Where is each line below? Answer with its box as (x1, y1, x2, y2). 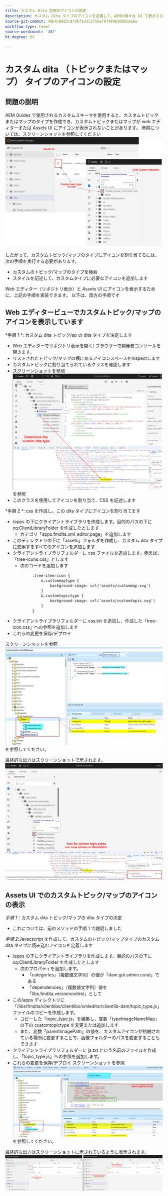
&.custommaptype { (40, 578, 79, 583)
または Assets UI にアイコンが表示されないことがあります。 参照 (18, 125, 151, 131)
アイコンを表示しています (5, 318, 84, 326)
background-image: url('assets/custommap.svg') (49, 583, 151, 588)
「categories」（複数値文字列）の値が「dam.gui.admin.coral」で (27, 972, 159, 977)
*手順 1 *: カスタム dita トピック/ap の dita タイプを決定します (5, 332, 132, 338)
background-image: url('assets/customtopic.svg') (49, 599, 155, 604)
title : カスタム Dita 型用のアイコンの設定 (5, 8, 86, 13)
